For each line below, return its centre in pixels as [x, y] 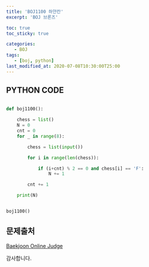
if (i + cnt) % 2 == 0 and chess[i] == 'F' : [91, 169]
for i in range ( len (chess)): [63, 158]
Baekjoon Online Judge [35, 246]
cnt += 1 [38, 185]
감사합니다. [19, 258]
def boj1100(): [25, 109]
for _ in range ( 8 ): [41, 136]
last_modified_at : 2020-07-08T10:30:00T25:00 [63, 66]
